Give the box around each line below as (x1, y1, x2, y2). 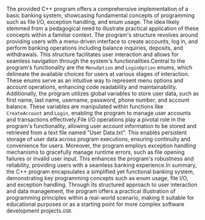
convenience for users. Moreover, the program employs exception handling (6, 142, 196, 149)
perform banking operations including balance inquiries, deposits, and (6, 44, 184, 51)
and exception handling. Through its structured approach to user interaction (6, 181, 198, 188)
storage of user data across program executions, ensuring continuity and (6, 135, 191, 143)
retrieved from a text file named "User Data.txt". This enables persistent (6, 129, 187, 136)
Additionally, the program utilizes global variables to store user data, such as (6, 90, 199, 97)
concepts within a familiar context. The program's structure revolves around (6, 31, 198, 39)
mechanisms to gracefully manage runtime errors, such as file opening (6, 148, 185, 156)
